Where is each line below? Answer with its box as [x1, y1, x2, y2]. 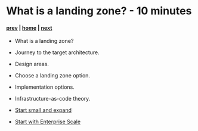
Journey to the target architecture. [14, 49, 100, 56]
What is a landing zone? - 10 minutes [6, 4, 192, 18]
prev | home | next [6, 24, 52, 31]
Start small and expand [14, 107, 72, 114]
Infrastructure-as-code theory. [14, 95, 91, 102]
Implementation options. [14, 83, 75, 91]
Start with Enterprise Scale [14, 118, 81, 126]
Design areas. [14, 61, 49, 68]
